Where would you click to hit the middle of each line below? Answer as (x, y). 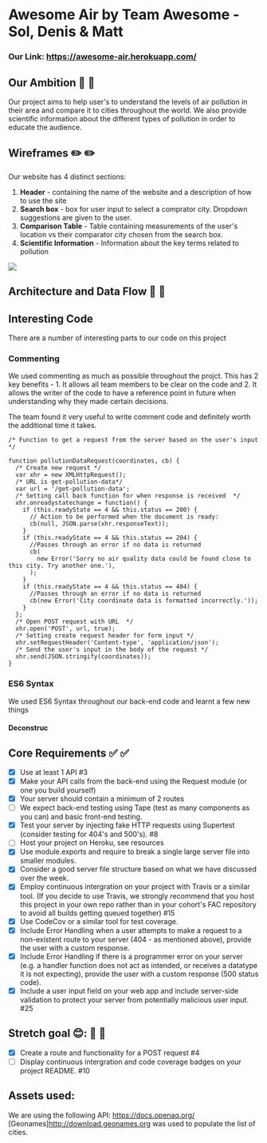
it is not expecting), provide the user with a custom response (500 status (139, 974)
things (19, 709)
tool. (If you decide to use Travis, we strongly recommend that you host (137, 895)
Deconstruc (28, 728)
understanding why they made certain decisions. (88, 402)
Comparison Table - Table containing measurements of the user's (129, 226)
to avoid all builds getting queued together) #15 (97, 913)
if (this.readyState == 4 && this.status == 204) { (110, 538)
